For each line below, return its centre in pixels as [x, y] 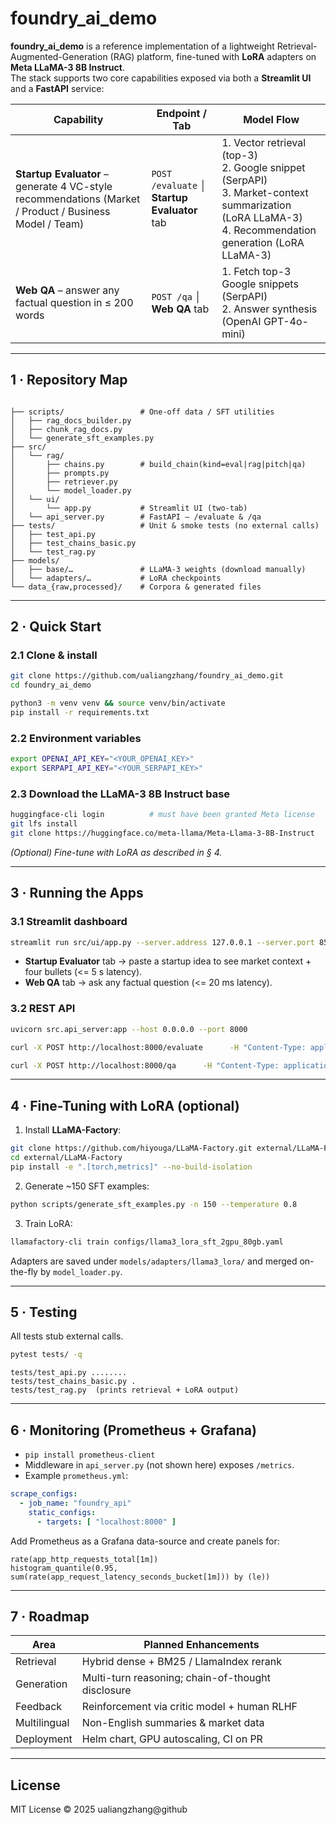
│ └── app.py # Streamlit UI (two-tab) [129, 508]
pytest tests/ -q [46, 1355]
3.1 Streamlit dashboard [69, 922]
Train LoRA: [48, 1223]
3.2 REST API [43, 1009]
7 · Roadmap [50, 1616]
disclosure [106, 1690]
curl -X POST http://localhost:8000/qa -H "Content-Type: [145, 1065]
